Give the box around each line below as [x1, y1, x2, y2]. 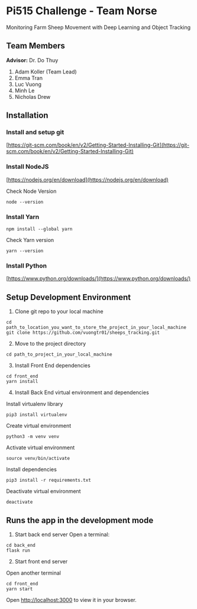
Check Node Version [6, 188, 57, 195]
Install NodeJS [6, 163, 49, 171]
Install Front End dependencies [14, 362, 91, 369]
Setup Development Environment [6, 292, 131, 302]
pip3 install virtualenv [6, 412, 67, 418]
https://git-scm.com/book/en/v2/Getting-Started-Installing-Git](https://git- [8, 141, 190, 149]
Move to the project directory [14, 340, 86, 347]
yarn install [6, 379, 38, 385]
